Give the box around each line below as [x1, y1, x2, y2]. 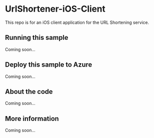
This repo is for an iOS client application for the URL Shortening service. [5, 19, 149, 25]
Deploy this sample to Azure [5, 61, 92, 69]
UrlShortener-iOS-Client [5, 3, 105, 15]
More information [5, 114, 59, 122]
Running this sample [5, 34, 68, 42]
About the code [5, 87, 53, 96]
